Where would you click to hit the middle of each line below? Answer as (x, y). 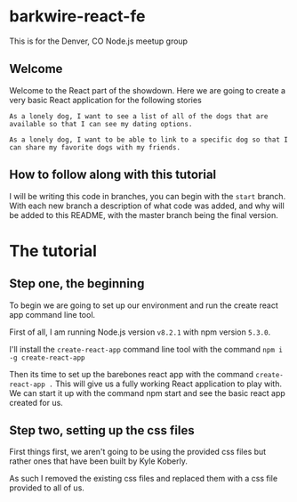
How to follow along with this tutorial (113, 175)
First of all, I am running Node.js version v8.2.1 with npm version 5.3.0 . (140, 332)
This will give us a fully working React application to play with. (169, 384)
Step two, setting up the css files (102, 430)
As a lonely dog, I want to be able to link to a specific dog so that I (149, 140)
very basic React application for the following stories (105, 100)
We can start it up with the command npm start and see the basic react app (148, 393)
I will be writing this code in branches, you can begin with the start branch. (148, 196)
